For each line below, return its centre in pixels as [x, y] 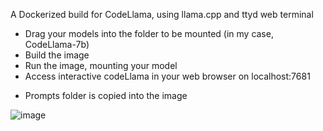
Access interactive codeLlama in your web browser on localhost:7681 [167, 76]
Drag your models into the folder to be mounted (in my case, [149, 33]
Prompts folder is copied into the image [106, 95]
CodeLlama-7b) [57, 44]
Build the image [57, 55]
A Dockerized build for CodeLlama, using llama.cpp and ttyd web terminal [162, 14]
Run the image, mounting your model [101, 65]
